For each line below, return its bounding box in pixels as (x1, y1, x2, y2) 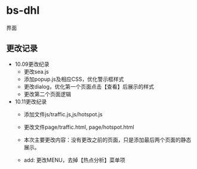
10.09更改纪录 (14, 61, 50, 68)
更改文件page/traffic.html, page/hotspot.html (23, 123, 134, 131)
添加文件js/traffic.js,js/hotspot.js (23, 110, 103, 117)
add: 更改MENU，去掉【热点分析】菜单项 (23, 156, 125, 164)
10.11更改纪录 (14, 98, 47, 105)
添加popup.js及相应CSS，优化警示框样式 (23, 76, 124, 83)
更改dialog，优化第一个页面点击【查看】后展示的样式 (23, 83, 154, 90)
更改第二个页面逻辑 (23, 90, 72, 98)
